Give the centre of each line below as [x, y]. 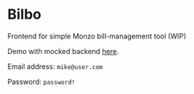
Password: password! [41, 81]
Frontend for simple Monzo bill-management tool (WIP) [97, 36]
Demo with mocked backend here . [63, 51]
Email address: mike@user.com [55, 66]
